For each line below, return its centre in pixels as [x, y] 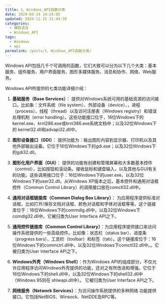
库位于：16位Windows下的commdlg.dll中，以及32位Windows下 [76, 210]
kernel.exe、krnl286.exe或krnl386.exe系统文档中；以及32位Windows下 [84, 123]
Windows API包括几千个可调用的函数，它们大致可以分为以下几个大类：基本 [81, 65]
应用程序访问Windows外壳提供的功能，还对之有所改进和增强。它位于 [86, 268]
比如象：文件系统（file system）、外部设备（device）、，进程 [81, 105]
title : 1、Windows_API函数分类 [35, 10]
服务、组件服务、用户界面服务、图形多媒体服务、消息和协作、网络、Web [79, 71]
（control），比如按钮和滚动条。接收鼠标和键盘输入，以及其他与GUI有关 [84, 169]
